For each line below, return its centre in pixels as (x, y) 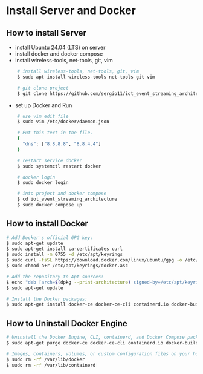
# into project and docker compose (62, 194)
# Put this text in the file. (55, 133)
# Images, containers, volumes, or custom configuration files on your (98, 354)
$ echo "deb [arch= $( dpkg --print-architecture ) (69, 282)
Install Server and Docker (71, 11)
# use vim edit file (43, 116)
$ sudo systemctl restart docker (59, 166)
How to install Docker (47, 224)
